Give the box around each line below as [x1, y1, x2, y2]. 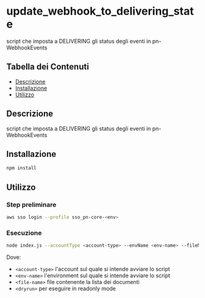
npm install [6, 165, 37, 172]
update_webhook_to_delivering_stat [6, 4, 194, 18]
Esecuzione [6, 228, 42, 237]
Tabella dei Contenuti [6, 62, 90, 72]
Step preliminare [6, 200, 57, 209]
